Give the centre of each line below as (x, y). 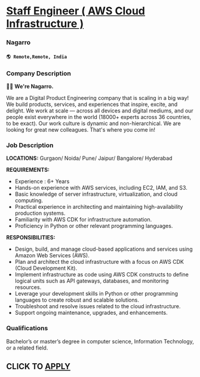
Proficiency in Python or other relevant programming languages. (94, 226)
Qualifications (27, 329)
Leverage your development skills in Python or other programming (96, 294)
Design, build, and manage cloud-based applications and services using (104, 249)
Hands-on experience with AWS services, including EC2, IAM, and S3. (101, 188)
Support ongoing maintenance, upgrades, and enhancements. (91, 313)
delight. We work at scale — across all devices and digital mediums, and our (100, 111)
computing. (29, 200)
